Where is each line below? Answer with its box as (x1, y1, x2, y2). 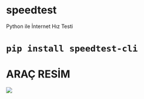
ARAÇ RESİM (6, 68, 71, 81)
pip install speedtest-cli (6, 43, 138, 54)
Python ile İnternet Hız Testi (6, 23, 73, 30)
